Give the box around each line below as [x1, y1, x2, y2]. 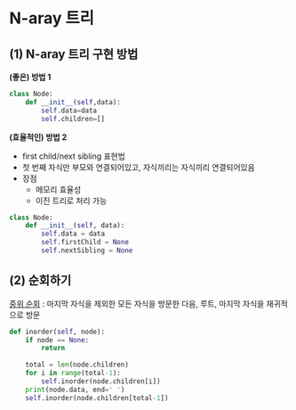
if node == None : [25, 335, 90, 344]
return [41, 344, 66, 353]
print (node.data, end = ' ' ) [25, 385, 125, 394]
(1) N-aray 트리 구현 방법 [9, 46, 139, 61]
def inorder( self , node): [9, 327, 105, 336]
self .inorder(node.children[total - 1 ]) [25, 393, 169, 402]
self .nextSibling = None [41, 246, 133, 255]
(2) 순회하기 [9, 273, 72, 288]
